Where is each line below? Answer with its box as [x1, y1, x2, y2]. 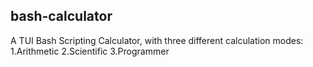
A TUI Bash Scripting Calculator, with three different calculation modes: [10, 34, 304, 46]
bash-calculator [10, 8, 113, 25]
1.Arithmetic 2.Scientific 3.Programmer [10, 45, 170, 57]
